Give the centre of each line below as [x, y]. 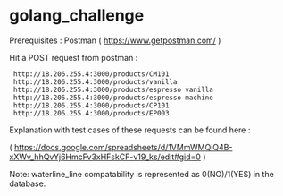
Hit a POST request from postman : [74, 57]
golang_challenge [77, 16]
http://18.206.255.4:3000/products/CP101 [91, 105]
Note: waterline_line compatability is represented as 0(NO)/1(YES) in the [141, 174]
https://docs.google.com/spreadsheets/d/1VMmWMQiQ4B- [124, 147]
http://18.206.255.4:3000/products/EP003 [91, 113]
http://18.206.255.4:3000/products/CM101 [91, 74]
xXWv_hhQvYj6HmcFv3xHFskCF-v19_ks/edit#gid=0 [105, 157]
